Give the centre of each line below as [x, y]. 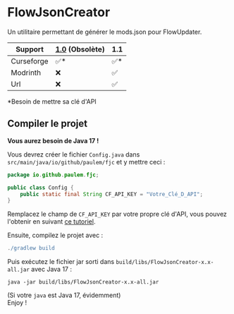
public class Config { [41, 188]
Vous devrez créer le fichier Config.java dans [74, 154]
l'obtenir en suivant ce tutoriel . [51, 222]
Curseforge [30, 61]
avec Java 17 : [52, 270]
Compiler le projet [48, 124]
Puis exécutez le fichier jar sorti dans [61, 262]
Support [29, 49]
